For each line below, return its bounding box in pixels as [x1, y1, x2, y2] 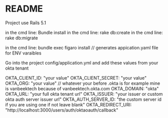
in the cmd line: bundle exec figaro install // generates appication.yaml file [5, 44, 158, 50]
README [5, 3, 43, 15]
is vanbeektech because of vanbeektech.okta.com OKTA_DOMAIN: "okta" [5, 85, 159, 91]
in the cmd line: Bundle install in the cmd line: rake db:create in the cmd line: [5, 29, 163, 35]
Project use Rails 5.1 [5, 20, 46, 26]
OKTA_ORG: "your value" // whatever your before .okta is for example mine [5, 80, 160, 86]
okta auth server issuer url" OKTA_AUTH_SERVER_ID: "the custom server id [5, 96, 162, 102]
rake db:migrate [5, 35, 38, 41]
